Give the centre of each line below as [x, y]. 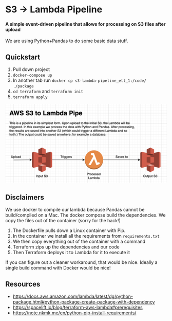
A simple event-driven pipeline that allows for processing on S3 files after [85, 24]
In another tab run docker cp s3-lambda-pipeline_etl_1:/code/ [79, 80]
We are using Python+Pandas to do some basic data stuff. [67, 41]
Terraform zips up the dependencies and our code [66, 247]
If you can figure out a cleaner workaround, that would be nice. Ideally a [81, 262]
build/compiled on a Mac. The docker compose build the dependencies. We [85, 215]
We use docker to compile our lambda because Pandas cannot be [75, 210]
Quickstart [23, 57]
